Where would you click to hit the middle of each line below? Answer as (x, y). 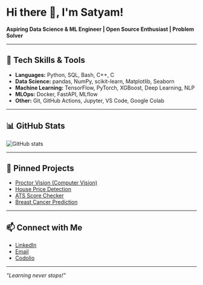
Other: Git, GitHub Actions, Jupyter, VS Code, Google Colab (90, 100)
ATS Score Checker (40, 195)
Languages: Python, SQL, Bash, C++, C (65, 74)
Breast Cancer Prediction (46, 202)
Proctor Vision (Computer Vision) (56, 183)
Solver (14, 35)
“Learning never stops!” (36, 275)
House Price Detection (43, 189)
